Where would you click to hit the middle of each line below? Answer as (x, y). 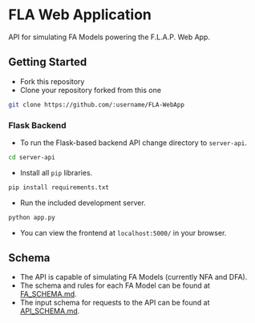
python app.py (32, 217)
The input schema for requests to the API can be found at (115, 303)
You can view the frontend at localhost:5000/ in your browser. (123, 232)
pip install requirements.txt (59, 187)
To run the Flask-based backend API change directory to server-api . (133, 143)
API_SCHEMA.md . (50, 311)
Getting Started (48, 62)
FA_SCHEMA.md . (49, 294)
